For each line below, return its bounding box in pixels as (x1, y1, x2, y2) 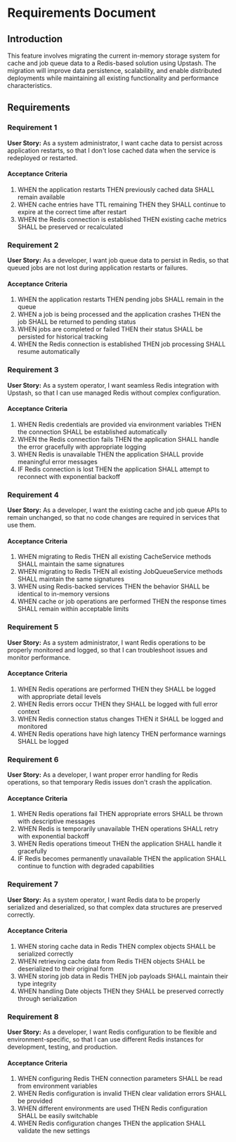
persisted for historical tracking (17, 332, 109, 341)
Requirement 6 (7, 754, 59, 764)
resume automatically (17, 348, 80, 356)
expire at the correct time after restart (17, 207, 127, 216)
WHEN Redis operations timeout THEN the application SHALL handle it (17, 839, 222, 848)
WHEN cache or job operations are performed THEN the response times (17, 597, 227, 605)
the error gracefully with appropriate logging (17, 442, 147, 451)
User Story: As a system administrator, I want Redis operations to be (7, 638, 206, 647)
